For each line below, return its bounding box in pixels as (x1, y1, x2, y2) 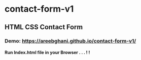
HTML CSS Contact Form (4, 23, 83, 31)
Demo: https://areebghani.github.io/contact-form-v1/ (4, 38, 137, 44)
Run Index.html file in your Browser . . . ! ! (4, 50, 90, 56)
